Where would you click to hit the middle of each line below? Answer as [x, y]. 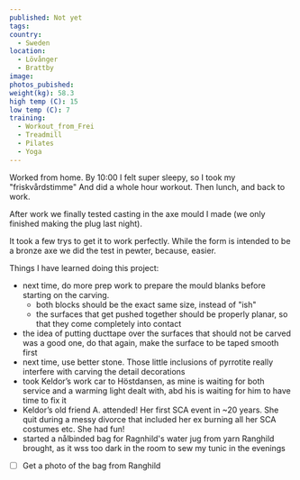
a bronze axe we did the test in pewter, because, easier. [113, 250]
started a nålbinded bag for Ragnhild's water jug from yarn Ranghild [148, 439]
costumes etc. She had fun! [73, 429]
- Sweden [34, 43]
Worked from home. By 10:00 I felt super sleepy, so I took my [123, 177]
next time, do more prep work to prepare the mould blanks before [144, 285]
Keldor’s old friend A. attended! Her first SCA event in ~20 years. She [150, 410]
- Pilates [36, 143]
